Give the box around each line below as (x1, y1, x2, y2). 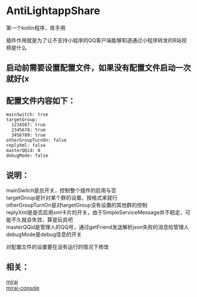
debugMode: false (6, 153, 49, 159)
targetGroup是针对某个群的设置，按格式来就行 (6, 194, 118, 201)
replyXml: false (6, 143, 46, 148)
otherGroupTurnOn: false (6, 137, 67, 143)
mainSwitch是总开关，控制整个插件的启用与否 (6, 187, 117, 194)
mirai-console (6, 284, 40, 291)
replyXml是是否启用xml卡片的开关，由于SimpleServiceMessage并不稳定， (6, 208, 186, 215)
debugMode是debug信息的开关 (6, 231, 82, 238)
